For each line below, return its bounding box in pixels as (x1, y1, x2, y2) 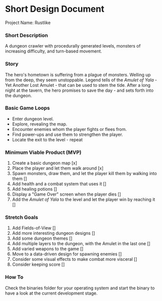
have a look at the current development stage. (5, 290, 98, 296)
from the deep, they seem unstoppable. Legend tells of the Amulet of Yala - (5, 77, 157, 83)
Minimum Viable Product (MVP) (5, 149, 81, 155)
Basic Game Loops (5, 104, 50, 111)
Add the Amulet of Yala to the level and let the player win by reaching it (12, 197, 155, 202)
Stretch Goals (5, 214, 38, 221)
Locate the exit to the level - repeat (12, 136, 83, 143)
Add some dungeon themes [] (12, 235, 73, 241)
